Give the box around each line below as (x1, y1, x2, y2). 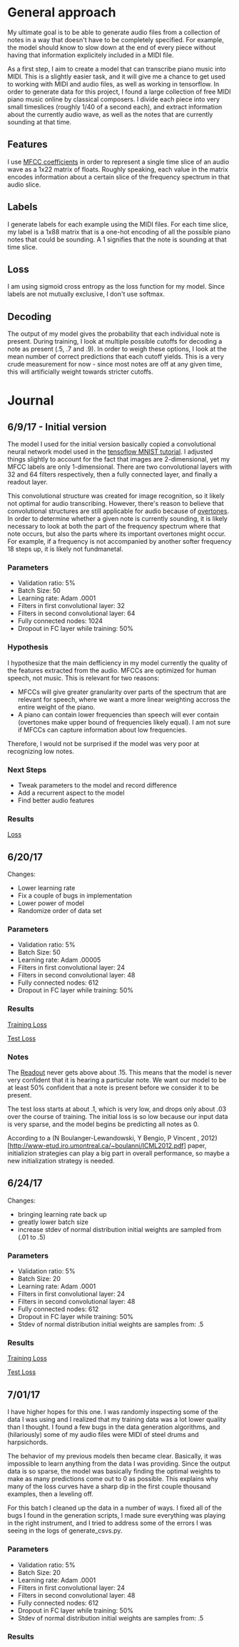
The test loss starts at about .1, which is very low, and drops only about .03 (7, 1105, 227, 1113)
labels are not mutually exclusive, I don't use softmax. (7, 290, 166, 299)
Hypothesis (7, 642, 49, 652)
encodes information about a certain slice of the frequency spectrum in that (7, 172, 230, 181)
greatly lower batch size (17, 1218, 89, 1226)
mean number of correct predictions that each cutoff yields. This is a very (7, 352, 225, 361)
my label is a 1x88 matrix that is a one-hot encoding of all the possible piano (7, 227, 230, 236)
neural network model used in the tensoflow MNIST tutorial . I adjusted (7, 447, 213, 456)
